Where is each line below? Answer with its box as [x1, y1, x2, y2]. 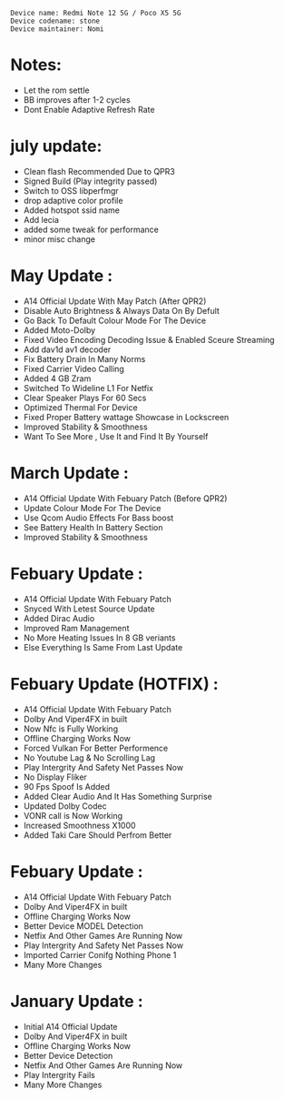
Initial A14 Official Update [23, 1021, 118, 1032]
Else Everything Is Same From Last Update [23, 641, 183, 652]
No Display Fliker [23, 771, 87, 782]
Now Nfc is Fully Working [23, 723, 119, 734]
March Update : [10, 463, 130, 483]
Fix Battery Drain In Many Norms [23, 353, 146, 364]
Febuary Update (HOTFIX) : [10, 673, 219, 694]
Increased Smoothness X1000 [23, 820, 136, 831]
